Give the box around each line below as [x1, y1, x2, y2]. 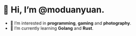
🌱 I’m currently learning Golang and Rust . [10, 25, 94, 31]
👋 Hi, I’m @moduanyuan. [3, 4, 105, 15]
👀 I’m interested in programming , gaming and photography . [10, 20, 132, 26]
